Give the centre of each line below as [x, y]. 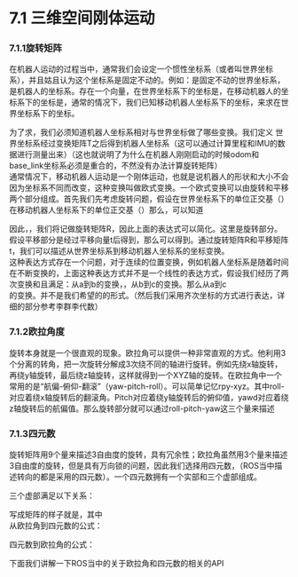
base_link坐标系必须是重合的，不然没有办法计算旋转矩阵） [116, 166]
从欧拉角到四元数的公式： [56, 526]
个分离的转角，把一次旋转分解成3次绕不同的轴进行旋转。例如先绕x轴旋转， [146, 364]
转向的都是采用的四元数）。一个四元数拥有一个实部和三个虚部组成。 [139, 477]
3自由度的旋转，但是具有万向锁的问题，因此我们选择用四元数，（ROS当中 [142, 466]
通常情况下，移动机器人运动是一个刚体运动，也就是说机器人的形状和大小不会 [149, 177]
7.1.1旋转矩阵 [35, 48]
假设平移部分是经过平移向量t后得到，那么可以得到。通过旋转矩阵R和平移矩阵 [149, 240]
